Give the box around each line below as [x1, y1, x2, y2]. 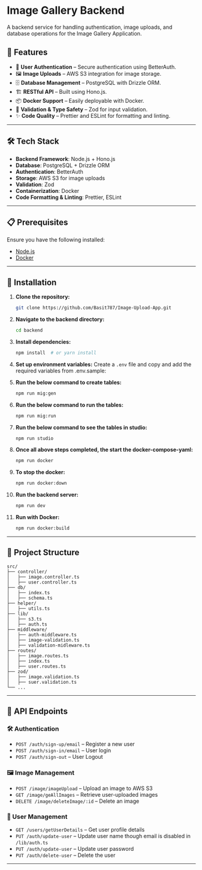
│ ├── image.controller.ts [7, 574, 80, 580]
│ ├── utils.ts [7, 605, 50, 612]
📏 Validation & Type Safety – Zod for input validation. [15, 106, 148, 113]
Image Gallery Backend [7, 4, 125, 17]
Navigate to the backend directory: [15, 316, 105, 323]
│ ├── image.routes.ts [7, 652, 69, 659]
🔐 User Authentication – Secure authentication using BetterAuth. [15, 63, 176, 70]
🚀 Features [7, 47, 48, 58]
